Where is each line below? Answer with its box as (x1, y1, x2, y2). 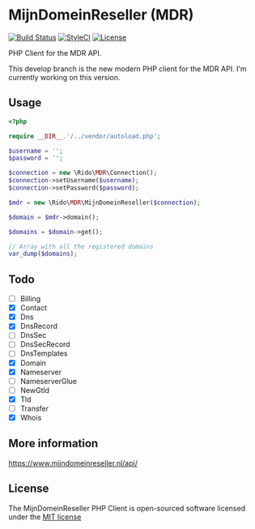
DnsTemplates (19, 348, 68, 358)
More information (8, 437, 99, 450)
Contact (19, 303, 47, 313)
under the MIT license (8, 512, 82, 522)
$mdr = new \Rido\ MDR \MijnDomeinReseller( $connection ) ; (8, 198, 201, 207)
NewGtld (19, 385, 50, 395)
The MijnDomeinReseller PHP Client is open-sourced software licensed (8, 503, 245, 513)
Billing (19, 294, 41, 304)
